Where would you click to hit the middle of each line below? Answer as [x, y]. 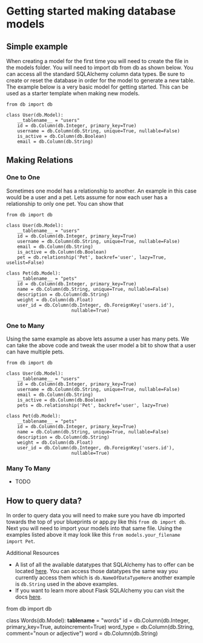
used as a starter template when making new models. [73, 93]
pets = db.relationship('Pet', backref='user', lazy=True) [93, 405]
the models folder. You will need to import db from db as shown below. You [100, 67]
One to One [23, 177]
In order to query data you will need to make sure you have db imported [96, 515]
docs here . [28, 597]
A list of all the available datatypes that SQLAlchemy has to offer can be [105, 565]
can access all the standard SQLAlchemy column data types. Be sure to [95, 74]
